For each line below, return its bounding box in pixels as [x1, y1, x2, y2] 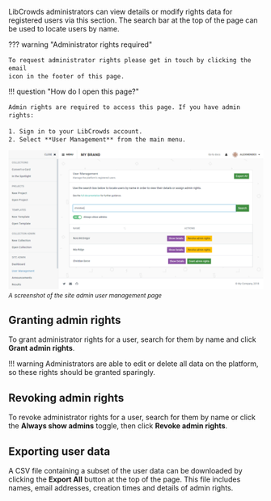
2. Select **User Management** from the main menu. [8, 136, 186, 144]
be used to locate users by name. [8, 24, 120, 33]
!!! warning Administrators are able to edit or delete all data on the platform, [8, 359, 259, 368]
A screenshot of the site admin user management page [8, 291, 163, 300]
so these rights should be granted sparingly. [8, 368, 156, 377]
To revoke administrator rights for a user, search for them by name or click [8, 412, 256, 423]
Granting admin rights [8, 314, 121, 327]
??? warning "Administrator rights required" [8, 40, 152, 49]
